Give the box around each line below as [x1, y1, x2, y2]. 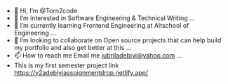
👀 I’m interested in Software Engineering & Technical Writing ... [13, 14, 195, 22]
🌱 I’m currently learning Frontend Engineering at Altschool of [13, 22, 189, 29]
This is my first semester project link [13, 61, 119, 69]
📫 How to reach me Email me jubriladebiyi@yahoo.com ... [13, 51, 182, 59]
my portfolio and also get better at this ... [13, 44, 132, 51]
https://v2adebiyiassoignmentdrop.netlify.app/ [13, 69, 149, 76]
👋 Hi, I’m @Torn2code [13, 7, 78, 15]
